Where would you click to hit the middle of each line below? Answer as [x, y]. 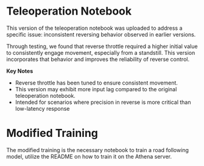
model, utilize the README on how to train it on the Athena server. [89, 156]
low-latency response [42, 108]
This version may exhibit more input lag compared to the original [96, 89]
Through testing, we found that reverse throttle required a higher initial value [102, 46]
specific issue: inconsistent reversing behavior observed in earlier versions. [101, 34]
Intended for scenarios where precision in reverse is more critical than [103, 102]
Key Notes [20, 71]
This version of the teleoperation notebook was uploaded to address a [94, 28]
